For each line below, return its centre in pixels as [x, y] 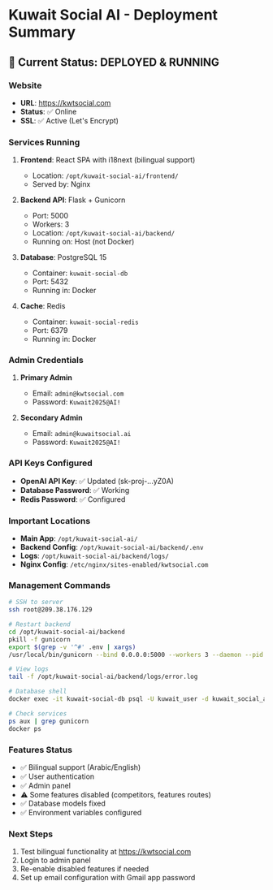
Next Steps [31, 834]
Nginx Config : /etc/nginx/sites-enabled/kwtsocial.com [114, 564]
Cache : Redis [43, 306]
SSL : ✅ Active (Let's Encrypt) [69, 120]
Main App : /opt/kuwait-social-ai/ [79, 538]
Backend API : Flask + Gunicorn [73, 200]
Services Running [44, 142]
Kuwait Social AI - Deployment [113, 15]
